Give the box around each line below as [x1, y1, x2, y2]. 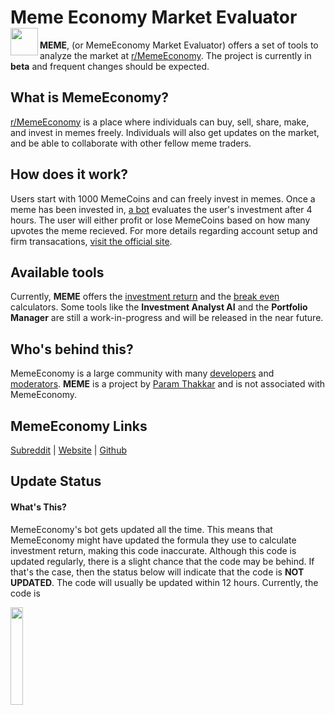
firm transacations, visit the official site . [10, 235, 173, 247]
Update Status [10, 473, 102, 490]
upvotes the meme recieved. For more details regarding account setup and [10, 224, 318, 236]
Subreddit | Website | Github [10, 444, 127, 456]
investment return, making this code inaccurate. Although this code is [10, 544, 297, 556]
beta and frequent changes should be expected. [10, 60, 210, 72]
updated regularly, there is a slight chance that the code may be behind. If [10, 555, 315, 567]
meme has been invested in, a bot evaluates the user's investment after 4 [10, 203, 313, 215]
